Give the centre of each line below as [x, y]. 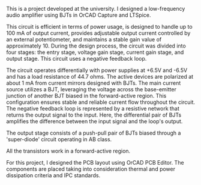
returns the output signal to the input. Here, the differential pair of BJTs [94, 115]
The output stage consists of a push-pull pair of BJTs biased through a [94, 133]
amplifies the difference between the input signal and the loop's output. [94, 121]
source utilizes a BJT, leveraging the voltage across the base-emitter [91, 89]
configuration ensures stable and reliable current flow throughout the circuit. [101, 102]
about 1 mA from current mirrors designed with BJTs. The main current [94, 83]
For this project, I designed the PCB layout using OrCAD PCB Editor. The [95, 162]
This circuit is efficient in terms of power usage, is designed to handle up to [100, 27]
